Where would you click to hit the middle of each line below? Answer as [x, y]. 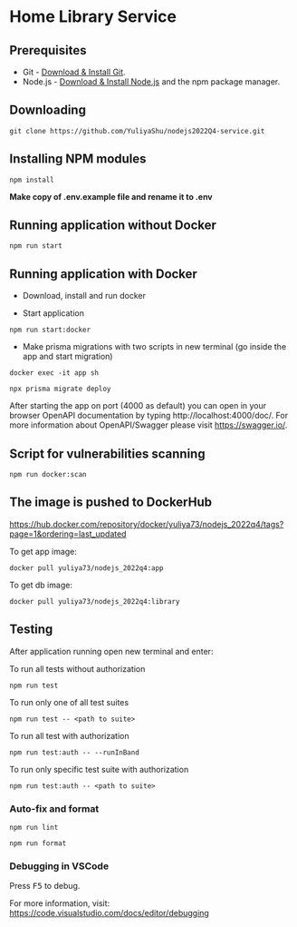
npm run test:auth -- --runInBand [75, 752]
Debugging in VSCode [59, 866]
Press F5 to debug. [45, 886]
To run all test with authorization [69, 735]
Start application [53, 313]
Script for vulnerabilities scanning [107, 454]
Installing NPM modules [78, 159]
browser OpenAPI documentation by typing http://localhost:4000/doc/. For [148, 416]
